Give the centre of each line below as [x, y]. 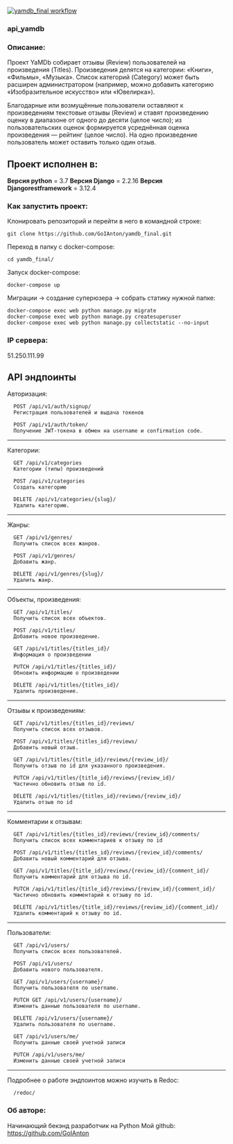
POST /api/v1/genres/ [45, 556]
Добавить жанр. [35, 562]
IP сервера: [28, 340]
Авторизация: [27, 394]
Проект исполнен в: [53, 164]
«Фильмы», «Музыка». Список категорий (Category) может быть [103, 77]
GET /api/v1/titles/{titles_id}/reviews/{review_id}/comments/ [106, 834]
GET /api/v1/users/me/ [46, 1037]
